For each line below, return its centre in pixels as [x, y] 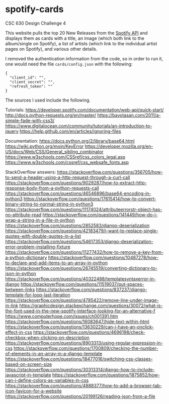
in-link [12, 306]
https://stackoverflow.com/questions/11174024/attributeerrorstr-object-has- [84, 209]
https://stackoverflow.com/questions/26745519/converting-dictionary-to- [81, 268]
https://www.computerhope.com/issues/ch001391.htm [62, 316]
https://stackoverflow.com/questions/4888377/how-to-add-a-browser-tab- [84, 385]
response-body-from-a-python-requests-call [52, 188]
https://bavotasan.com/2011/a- [129, 115]
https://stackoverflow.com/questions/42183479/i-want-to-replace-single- [82, 231]
